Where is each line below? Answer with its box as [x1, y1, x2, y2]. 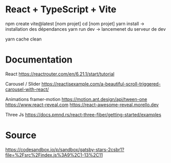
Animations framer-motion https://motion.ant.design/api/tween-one [5, 96, 148, 102]
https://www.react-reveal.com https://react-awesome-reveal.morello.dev [5, 101, 159, 108]
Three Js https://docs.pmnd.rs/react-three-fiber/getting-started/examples [5, 111, 162, 117]
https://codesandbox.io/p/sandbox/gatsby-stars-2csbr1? [5, 146, 125, 152]
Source [5, 130, 37, 141]
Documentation [5, 54, 73, 66]
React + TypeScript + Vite [5, 4, 116, 15]
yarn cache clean [5, 36, 42, 42]
